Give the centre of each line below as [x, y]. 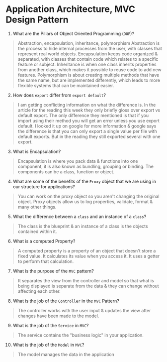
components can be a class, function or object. [66, 172]
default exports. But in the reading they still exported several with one [89, 136]
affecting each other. [39, 291]
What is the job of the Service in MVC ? [51, 325]
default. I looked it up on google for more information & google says [87, 126]
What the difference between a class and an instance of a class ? [80, 216]
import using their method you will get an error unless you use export [88, 121]
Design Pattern [37, 20]
